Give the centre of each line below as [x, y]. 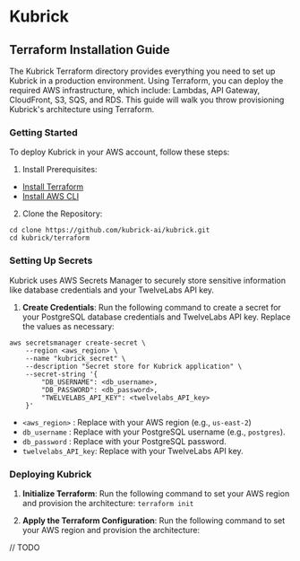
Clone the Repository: [62, 214]
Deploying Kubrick [51, 474]
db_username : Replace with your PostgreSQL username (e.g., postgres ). [154, 432]
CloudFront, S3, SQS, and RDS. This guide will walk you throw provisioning [147, 100]
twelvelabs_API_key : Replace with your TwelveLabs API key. [133, 451]
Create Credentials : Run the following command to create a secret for [152, 307]
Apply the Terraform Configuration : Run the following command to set [154, 520]
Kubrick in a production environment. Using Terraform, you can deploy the [146, 81]
